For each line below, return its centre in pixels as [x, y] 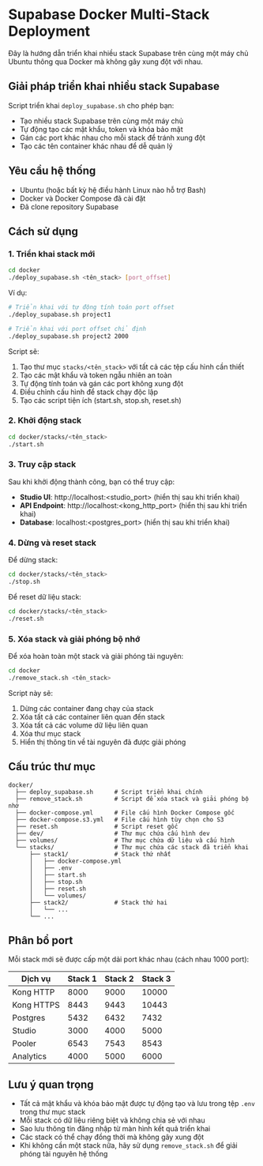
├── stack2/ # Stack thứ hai [98, 902]
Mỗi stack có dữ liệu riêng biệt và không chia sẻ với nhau [112, 1120]
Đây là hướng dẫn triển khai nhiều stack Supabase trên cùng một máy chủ [128, 53]
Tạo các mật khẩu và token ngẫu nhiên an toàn [96, 375]
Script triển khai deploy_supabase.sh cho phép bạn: [91, 105]
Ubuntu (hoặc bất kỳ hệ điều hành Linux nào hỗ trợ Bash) [113, 190]
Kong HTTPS [36, 1005]
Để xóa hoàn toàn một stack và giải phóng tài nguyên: [96, 656]
